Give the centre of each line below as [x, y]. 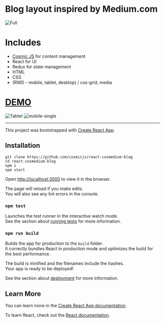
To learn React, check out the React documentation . [58, 315]
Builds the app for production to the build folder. [54, 243]
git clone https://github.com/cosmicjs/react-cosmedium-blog [69, 157]
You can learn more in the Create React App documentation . [66, 306]
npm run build [22, 233]
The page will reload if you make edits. [44, 189]
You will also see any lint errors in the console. [52, 194]
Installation [23, 145]
